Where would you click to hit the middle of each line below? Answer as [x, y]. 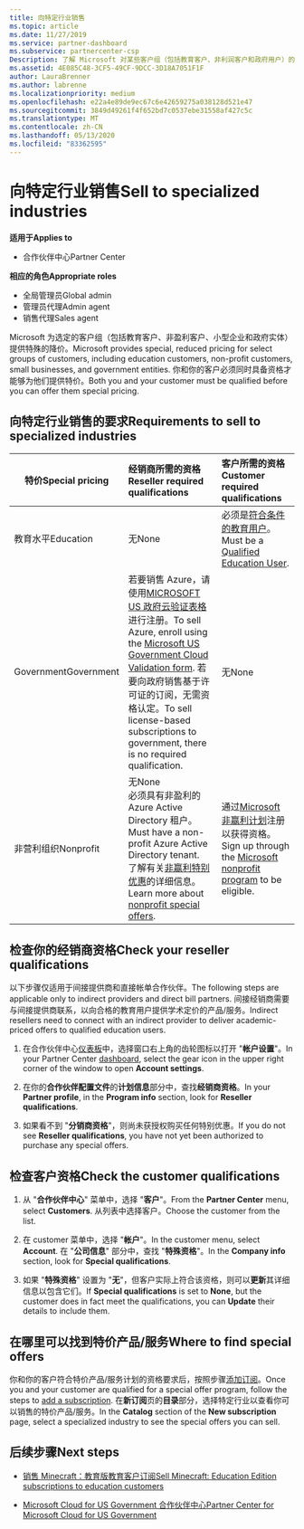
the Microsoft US [164, 643]
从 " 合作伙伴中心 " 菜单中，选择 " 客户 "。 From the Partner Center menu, [156, 1200]
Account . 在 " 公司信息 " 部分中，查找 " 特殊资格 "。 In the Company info [154, 1251]
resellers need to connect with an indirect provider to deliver [122, 1021]
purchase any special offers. [76, 1145]
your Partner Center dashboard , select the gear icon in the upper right [153, 1059]
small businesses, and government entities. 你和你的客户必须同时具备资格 [147, 369]
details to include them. [66, 1311]
